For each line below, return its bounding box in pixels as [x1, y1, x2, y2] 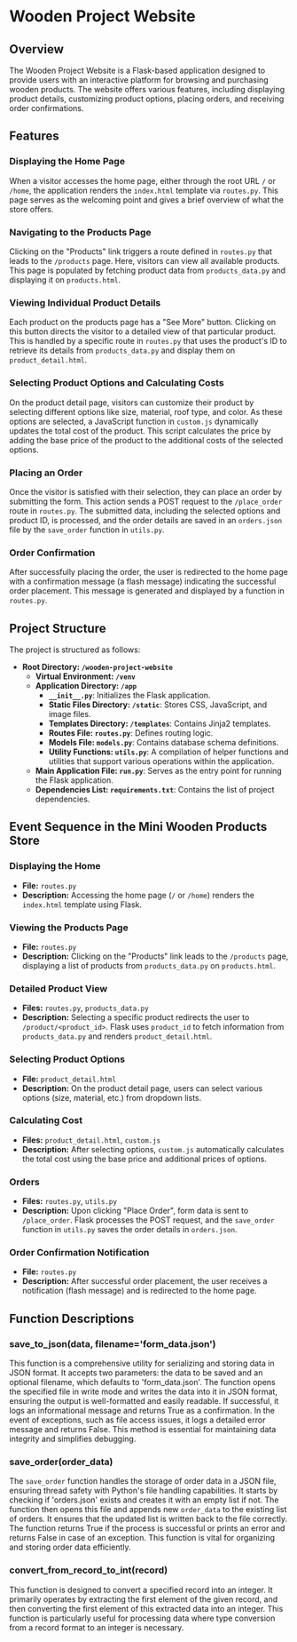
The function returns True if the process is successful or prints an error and [9, 1523, 285, 1534]
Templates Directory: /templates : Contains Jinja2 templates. [48, 718, 271, 729]
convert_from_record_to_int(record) [9, 1564, 168, 1576]
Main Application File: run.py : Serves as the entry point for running [35, 765, 282, 776]
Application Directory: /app [35, 680, 137, 690]
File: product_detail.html [21, 1073, 117, 1084]
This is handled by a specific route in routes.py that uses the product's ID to [9, 336, 287, 347]
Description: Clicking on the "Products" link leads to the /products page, [21, 951, 289, 961]
